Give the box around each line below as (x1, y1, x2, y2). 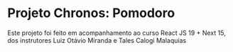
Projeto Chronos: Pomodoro (7, 5, 175, 21)
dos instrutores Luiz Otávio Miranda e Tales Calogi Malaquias (7, 36, 187, 44)
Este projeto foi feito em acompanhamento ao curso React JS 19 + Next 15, (7, 28, 226, 37)
